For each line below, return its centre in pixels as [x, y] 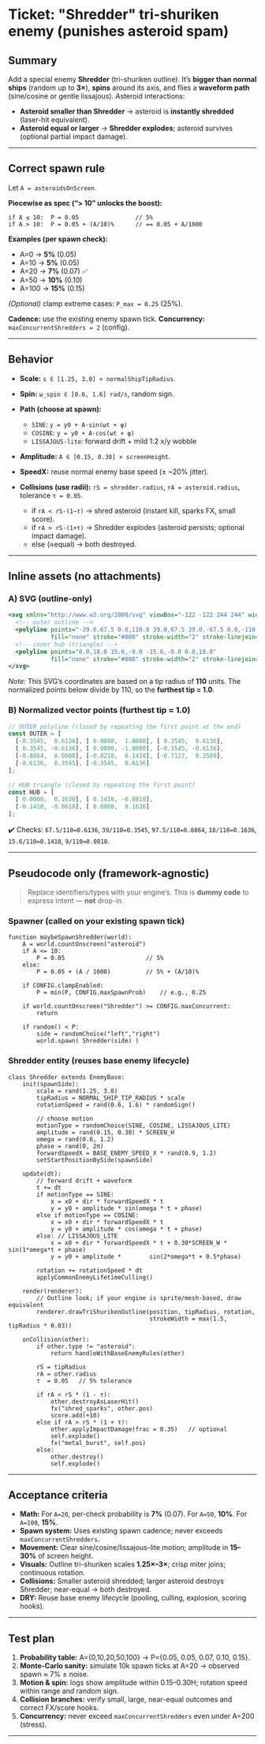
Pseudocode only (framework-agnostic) [109, 873]
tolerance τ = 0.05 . [51, 495]
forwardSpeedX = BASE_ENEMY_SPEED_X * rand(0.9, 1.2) [127, 1153]
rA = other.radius [67, 1374]
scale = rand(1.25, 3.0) [77, 1091]
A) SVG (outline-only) [50, 599]
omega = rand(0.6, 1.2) [75, 1139]
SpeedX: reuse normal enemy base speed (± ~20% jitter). [114, 472]
